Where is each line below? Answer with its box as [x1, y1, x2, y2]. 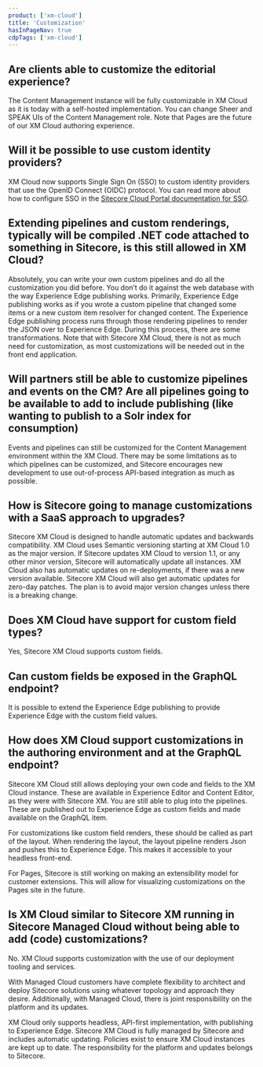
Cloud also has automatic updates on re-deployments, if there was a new [8, 565, 245, 575]
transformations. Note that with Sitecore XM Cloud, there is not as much [8, 332, 242, 343]
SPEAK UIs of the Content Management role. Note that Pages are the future [8, 113, 253, 122]
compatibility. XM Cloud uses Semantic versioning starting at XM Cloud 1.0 [8, 540, 250, 550]
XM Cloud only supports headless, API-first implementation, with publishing [8, 1017, 254, 1027]
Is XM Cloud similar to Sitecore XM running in [8, 908, 235, 921]
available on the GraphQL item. [8, 813, 108, 822]
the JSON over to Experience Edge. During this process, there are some [8, 324, 241, 334]
